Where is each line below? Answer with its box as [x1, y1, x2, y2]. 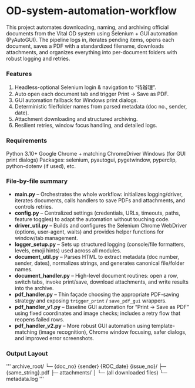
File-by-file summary [6, 177, 68, 185]
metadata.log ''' [6, 376, 44, 383]
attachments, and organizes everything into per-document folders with [6, 48, 177, 55]
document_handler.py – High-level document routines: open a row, [14, 272, 179, 279]
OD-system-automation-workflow [6, 4, 177, 18]
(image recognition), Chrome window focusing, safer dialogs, [38, 328, 187, 336]
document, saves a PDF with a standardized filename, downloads [6, 42, 164, 50]
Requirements [6, 137, 48, 145]
